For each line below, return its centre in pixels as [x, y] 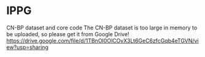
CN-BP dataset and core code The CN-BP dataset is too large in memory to [102, 28]
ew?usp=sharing [28, 47]
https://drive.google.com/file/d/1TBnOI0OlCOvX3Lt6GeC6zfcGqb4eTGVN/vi [102, 40]
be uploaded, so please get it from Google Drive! [68, 34]
